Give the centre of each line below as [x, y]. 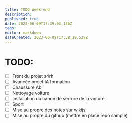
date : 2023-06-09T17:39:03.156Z [39, 24]
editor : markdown [23, 33]
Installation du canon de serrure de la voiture [58, 99]
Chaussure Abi [28, 87]
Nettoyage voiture [31, 93]
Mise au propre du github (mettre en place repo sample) [70, 116]
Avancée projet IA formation [41, 81]
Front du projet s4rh [33, 76]
